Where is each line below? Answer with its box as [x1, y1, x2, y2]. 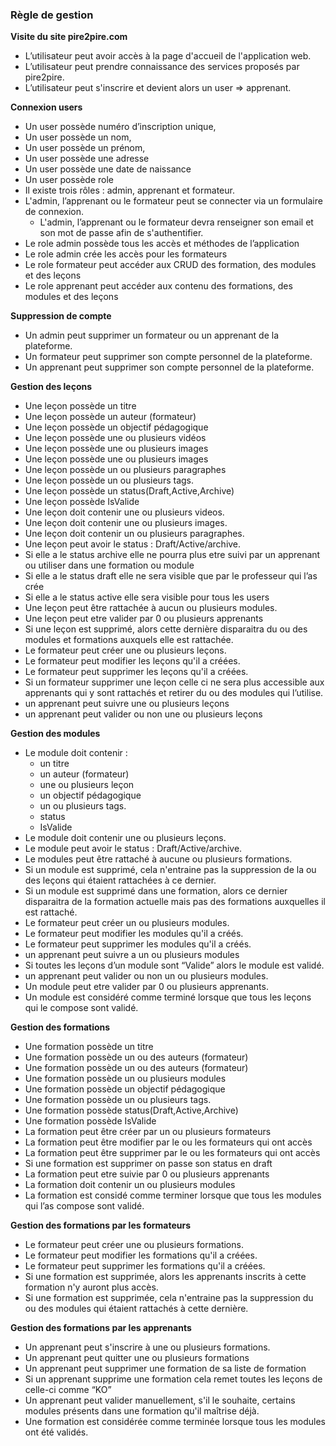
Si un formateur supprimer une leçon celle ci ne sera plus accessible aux [24, 676, 325, 688]
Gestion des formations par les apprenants [10, 1322, 192, 1334]
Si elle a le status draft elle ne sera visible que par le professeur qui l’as [24, 570, 318, 582]
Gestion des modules [10, 728, 101, 740]
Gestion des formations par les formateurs [10, 1219, 192, 1232]
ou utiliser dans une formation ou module [24, 559, 195, 572]
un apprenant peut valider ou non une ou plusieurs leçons [24, 708, 263, 720]
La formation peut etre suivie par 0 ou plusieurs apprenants [24, 1168, 270, 1180]
